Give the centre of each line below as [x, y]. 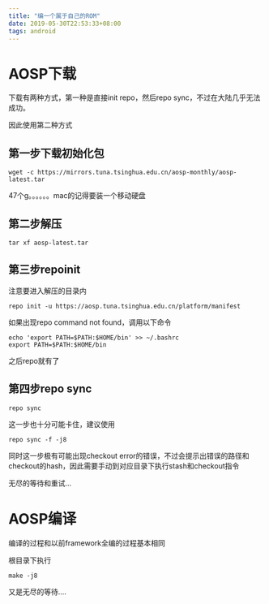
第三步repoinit [45, 270]
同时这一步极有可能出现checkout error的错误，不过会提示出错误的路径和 [129, 455]
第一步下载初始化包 [56, 153]
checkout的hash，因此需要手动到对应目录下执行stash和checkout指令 [124, 466]
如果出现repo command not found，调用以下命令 [90, 322]
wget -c [21, 173]
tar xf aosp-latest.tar [49, 243]
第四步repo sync [50, 389]
